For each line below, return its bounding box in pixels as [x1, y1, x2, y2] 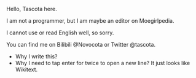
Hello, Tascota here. [6, 6, 57, 12]
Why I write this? [15, 53, 58, 60]
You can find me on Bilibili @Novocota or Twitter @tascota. [6, 41, 155, 48]
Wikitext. [15, 66, 38, 73]
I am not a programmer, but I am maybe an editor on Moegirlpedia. [6, 17, 174, 24]
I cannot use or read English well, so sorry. [6, 29, 114, 36]
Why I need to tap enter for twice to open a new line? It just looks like [15, 60, 190, 66]
